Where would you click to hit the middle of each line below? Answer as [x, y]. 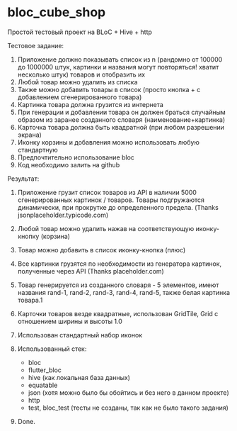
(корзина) [56, 236]
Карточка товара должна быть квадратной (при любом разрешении [121, 127]
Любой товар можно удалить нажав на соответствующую [106, 228]
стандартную [37, 150]
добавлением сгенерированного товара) [80, 97]
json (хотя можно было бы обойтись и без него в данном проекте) [129, 392]
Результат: [23, 179]
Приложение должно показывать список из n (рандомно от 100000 [120, 59]
